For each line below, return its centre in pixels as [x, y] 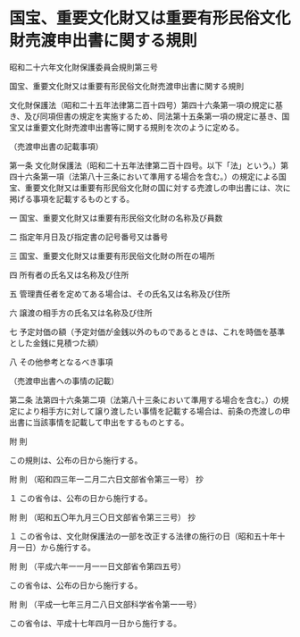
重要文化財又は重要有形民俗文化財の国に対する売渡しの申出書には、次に [158, 188]
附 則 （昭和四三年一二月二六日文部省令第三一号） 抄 [106, 479]
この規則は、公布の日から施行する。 [76, 460]
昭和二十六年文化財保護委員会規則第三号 [83, 67]
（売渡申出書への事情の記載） [64, 381]
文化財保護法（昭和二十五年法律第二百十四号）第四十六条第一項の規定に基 [146, 105]
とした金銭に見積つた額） [56, 343]
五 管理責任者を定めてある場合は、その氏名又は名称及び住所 [120, 293]
